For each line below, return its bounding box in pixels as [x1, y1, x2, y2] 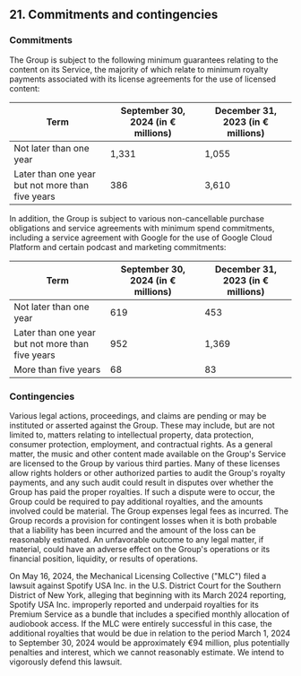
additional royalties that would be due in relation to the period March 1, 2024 [9, 628, 291, 638]
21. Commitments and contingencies [9, 7, 219, 22]
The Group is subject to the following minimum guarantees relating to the [9, 54, 279, 65]
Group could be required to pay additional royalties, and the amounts [9, 496, 263, 507]
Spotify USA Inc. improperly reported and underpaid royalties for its [9, 599, 260, 610]
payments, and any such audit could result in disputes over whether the [9, 477, 274, 488]
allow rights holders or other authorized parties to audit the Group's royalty [9, 467, 286, 478]
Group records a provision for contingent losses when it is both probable [9, 515, 278, 525]
